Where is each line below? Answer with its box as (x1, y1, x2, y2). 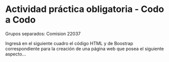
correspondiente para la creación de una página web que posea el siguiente (5, 45, 164, 51)
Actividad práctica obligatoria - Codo (5, 3, 164, 15)
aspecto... (5, 51, 26, 57)
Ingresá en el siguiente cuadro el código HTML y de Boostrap (5, 40, 133, 46)
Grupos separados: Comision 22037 (5, 30, 81, 36)
